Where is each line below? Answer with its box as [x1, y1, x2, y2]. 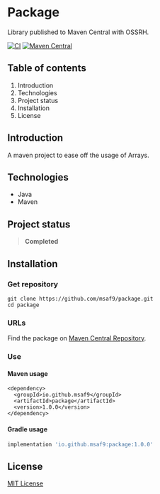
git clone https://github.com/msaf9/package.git [7, 295, 154, 302]
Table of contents [7, 62, 86, 75]
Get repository [7, 279, 59, 289]
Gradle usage [7, 424, 48, 434]
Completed [24, 237, 59, 246]
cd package [7, 301, 40, 308]
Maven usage [7, 369, 48, 377]
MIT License [7, 479, 44, 488]
